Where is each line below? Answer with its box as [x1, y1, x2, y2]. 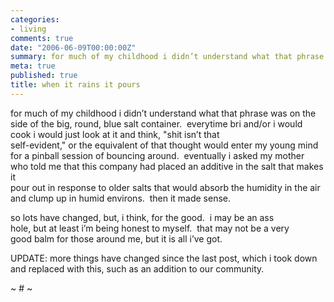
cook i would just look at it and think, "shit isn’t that [10, 128, 220, 140]
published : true [10, 71, 78, 81]
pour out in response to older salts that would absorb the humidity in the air [10, 181, 321, 193]
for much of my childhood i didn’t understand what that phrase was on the [10, 107, 317, 119]
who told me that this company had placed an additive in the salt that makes [10, 160, 324, 172]
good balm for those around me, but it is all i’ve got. [10, 232, 223, 245]
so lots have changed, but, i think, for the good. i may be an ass [10, 211, 275, 223]
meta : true [10, 61, 56, 71]
